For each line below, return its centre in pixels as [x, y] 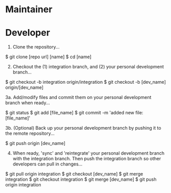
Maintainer [29, 9]
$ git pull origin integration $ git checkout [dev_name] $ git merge [74, 174]
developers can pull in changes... [47, 164]
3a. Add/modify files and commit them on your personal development [78, 98]
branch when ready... [28, 103]
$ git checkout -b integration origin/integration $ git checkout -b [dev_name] [86, 82]
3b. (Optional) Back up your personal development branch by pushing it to [83, 128]
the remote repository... [30, 133]
